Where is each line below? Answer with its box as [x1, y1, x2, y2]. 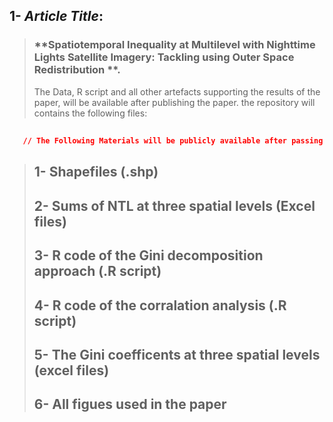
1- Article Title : [9, 8, 104, 25]
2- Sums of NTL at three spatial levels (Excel [33, 197, 316, 214]
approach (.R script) [33, 263, 162, 280]
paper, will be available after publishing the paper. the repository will [33, 96, 316, 108]
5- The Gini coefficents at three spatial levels [33, 346, 321, 363]
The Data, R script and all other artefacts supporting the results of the [33, 85, 321, 98]
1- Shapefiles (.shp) [33, 164, 159, 181]
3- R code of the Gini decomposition [33, 247, 264, 264]
